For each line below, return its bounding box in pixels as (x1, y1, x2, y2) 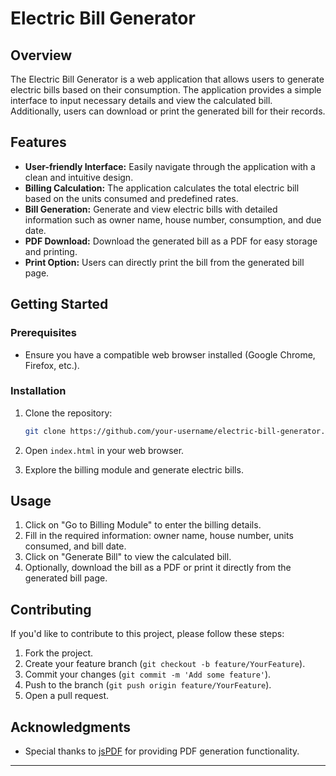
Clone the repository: (24, 407, 113, 419)
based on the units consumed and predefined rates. (24, 192, 239, 204)
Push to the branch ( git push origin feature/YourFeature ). (24, 679, 272, 691)
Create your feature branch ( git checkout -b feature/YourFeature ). (24, 658, 306, 670)
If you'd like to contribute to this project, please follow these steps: (10, 628, 285, 640)
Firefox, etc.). (24, 359, 80, 371)
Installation (10, 384, 67, 398)
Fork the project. (24, 647, 94, 659)
